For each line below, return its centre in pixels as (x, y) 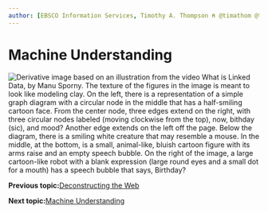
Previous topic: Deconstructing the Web (74, 185)
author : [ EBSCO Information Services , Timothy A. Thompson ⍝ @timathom (130, 15)
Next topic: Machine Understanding (67, 200)
